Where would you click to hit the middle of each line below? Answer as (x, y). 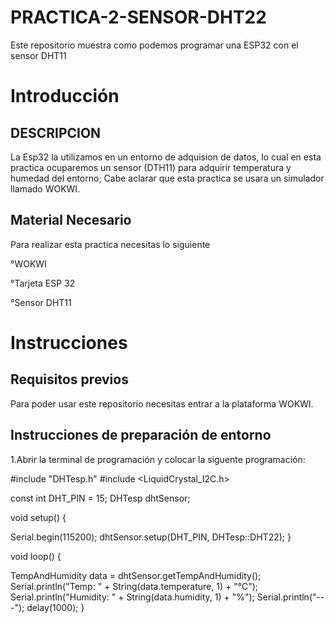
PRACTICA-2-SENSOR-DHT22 (138, 17)
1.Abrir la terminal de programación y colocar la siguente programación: (158, 459)
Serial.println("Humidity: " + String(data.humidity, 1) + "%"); (132, 597)
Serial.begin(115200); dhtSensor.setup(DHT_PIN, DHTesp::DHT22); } (151, 537)
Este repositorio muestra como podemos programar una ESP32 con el (154, 45)
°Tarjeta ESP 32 (43, 283)
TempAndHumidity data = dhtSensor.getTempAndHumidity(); (136, 575)
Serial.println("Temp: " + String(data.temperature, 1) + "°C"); (134, 586)
